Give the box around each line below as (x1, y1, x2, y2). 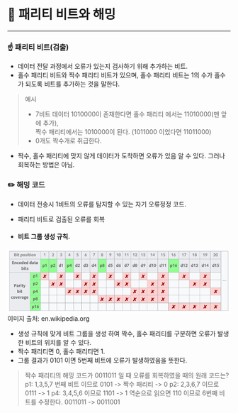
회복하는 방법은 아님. (17, 160, 75, 169)
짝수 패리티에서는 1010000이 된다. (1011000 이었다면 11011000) (35, 128, 212, 136)
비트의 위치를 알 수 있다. (25, 338, 92, 347)
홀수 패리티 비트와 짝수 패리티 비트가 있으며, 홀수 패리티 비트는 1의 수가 (17, 71, 213, 79)
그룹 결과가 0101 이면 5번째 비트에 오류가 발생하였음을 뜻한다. (17, 356, 188, 365)
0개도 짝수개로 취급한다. (35, 136, 103, 145)
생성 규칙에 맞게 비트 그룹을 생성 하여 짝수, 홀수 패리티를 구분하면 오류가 (17, 329, 216, 338)
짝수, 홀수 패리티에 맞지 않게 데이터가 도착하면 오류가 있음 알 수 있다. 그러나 (17, 152, 225, 160)
